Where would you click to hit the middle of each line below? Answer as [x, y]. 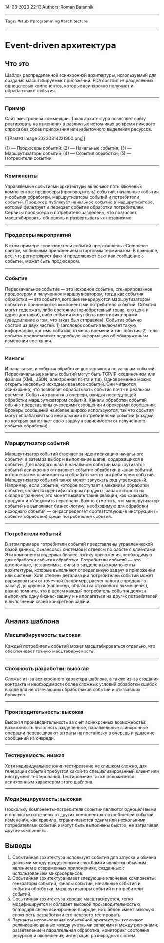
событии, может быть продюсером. [43, 261]
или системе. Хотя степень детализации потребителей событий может [79, 575]
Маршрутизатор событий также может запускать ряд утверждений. [76, 480]
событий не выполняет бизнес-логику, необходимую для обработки [77, 506]
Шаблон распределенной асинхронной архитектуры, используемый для [81, 75]
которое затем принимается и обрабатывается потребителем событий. [80, 474]
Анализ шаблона [32, 621]
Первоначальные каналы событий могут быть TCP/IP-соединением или [80, 374]
